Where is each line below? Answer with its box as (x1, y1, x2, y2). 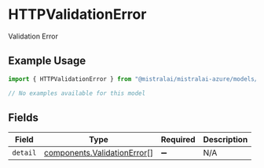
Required (160, 134, 196, 145)
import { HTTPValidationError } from (8, 75, 132, 83)
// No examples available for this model (8, 89, 146, 97)
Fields (8, 111, 39, 124)
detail (12, 148, 37, 158)
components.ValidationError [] (44, 148, 153, 159)
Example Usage (8, 54, 86, 68)
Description (203, 134, 248, 145)
